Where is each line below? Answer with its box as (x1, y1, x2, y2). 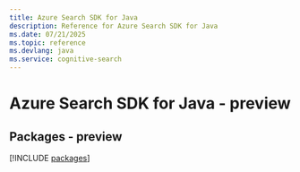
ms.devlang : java (9, 47, 74, 56)
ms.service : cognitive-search (9, 55, 123, 64)
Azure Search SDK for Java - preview (9, 93, 291, 114)
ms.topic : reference (9, 38, 87, 47)
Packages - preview (9, 129, 123, 144)
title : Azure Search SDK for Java (9, 13, 139, 22)
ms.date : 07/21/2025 (9, 30, 87, 39)
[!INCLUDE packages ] (9, 153, 90, 163)
